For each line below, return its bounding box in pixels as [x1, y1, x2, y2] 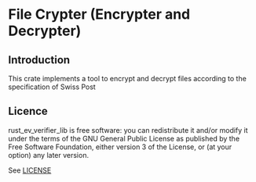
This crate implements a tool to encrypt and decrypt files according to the [8, 74, 247, 83]
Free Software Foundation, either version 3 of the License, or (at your [8, 142, 232, 152]
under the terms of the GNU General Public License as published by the [8, 134, 240, 143]
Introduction [8, 53, 71, 66]
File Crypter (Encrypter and [8, 5, 191, 23]
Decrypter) [8, 22, 82, 40]
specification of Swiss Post [8, 82, 96, 91]
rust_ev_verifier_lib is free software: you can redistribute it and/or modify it [8, 125, 249, 134]
